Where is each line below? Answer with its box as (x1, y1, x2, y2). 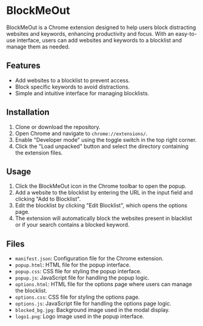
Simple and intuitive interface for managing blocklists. (15, 89, 150, 97)
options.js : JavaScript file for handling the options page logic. (15, 300, 171, 307)
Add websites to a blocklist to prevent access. (15, 76, 130, 84)
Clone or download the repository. (15, 123, 101, 130)
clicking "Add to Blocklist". (15, 195, 81, 203)
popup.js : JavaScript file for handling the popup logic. (15, 274, 150, 282)
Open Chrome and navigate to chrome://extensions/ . (15, 130, 148, 137)
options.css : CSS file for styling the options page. (15, 293, 141, 301)
